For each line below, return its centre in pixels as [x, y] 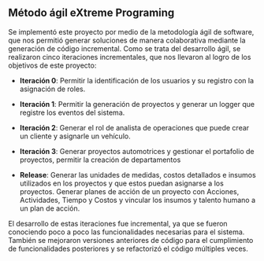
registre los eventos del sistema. [72, 112]
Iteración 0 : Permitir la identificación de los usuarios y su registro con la [137, 80]
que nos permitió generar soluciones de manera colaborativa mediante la [127, 40]
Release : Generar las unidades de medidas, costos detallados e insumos [138, 175]
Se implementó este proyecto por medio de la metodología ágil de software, [131, 31]
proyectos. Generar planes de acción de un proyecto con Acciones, [129, 191]
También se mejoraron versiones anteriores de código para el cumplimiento [131, 240]
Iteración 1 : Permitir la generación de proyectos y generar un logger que [137, 104]
